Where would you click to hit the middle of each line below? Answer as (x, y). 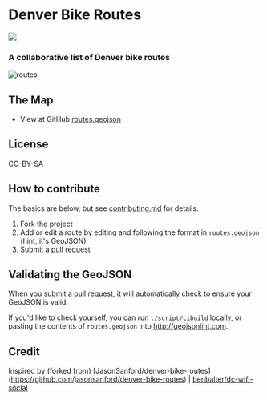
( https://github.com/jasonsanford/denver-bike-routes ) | (99, 379)
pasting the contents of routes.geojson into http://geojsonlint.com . (118, 326)
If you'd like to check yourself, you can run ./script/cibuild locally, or (125, 317)
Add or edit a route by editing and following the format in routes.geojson (140, 232)
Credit (24, 352)
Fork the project (47, 224)
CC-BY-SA (26, 164)
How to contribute (55, 189)
